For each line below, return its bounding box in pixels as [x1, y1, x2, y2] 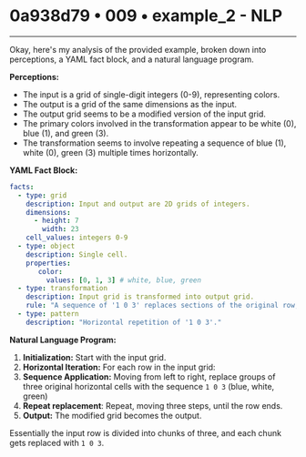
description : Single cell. [25, 249, 128, 259]
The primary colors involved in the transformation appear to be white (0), [22, 117, 297, 128]
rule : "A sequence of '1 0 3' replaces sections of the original [25, 301, 280, 310]
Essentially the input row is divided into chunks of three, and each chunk [9, 427, 282, 438]
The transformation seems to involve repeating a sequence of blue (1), [22, 137, 287, 148]
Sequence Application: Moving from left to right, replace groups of [22, 371, 276, 382]
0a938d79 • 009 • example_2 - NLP [9, 5, 283, 26]
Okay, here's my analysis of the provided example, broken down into [9, 44, 267, 55]
